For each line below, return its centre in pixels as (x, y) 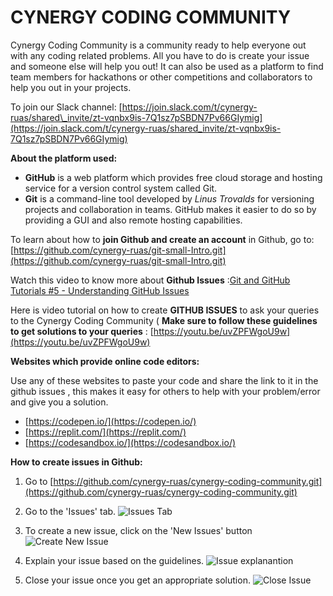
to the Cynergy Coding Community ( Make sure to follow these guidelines (164, 320)
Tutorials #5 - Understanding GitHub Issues (100, 290)
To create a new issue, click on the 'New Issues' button (138, 530)
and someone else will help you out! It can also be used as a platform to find (167, 66)
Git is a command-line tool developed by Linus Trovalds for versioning (169, 198)
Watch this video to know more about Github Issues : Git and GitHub (150, 280)
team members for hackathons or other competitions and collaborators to (161, 77)
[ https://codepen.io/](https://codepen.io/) (110, 421)
